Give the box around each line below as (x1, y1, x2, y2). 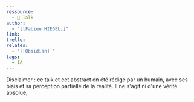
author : (6, 20, 26, 26)
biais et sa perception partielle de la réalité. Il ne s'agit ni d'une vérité (6, 82, 178, 89)
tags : (6, 54, 20, 60)
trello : (6, 37, 26, 43)
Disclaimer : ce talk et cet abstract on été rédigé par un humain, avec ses (6, 76, 189, 83)
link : (6, 31, 20, 37)
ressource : (6, 8, 34, 15)
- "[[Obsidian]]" (11, 48, 56, 54)
